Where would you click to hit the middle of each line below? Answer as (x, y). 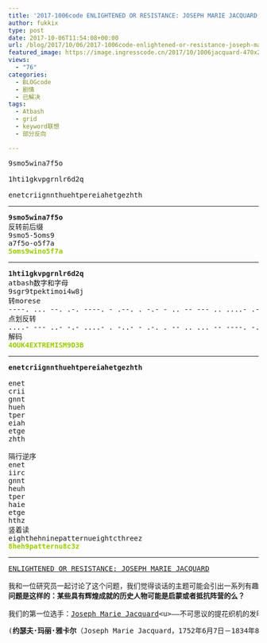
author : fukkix (33, 23)
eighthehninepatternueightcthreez (75, 538)
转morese (25, 300)
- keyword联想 (37, 126)
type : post (26, 30)
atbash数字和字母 (39, 283)
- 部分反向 (31, 134)
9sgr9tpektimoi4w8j (46, 291)
